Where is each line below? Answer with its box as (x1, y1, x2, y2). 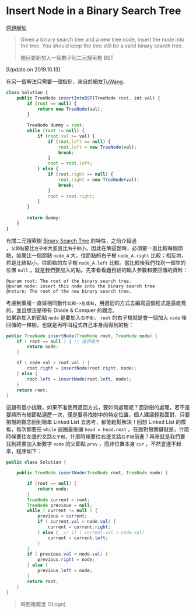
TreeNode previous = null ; (27, 502, 93, 508)
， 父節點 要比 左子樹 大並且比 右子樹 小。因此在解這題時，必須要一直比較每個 (6, 244, 178, 251)
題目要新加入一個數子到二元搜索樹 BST (20, 54, 114, 61)
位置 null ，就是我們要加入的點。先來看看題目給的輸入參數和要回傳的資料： (6, 266, 188, 273)
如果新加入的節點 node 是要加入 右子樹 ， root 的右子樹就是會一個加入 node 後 (6, 314, 187, 321)
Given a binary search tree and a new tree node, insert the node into (20, 36, 185, 43)
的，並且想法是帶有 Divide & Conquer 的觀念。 (6, 306, 118, 314)
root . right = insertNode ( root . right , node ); (27, 365, 137, 371)
